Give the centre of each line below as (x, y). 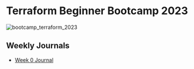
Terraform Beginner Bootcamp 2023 (97, 11)
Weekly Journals (38, 46)
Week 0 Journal (34, 60)
